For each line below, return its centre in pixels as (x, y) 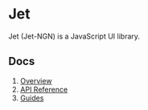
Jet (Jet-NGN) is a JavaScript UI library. (74, 36)
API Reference (44, 89)
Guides (32, 98)
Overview (36, 80)
